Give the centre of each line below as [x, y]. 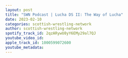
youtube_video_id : [25, 38]
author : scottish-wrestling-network [44, 29]
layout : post [19, 10]
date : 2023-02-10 [24, 19]
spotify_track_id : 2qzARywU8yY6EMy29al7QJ [51, 33]
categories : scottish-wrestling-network [49, 24]
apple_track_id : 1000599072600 [38, 43]
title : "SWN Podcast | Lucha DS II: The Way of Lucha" [64, 15]
